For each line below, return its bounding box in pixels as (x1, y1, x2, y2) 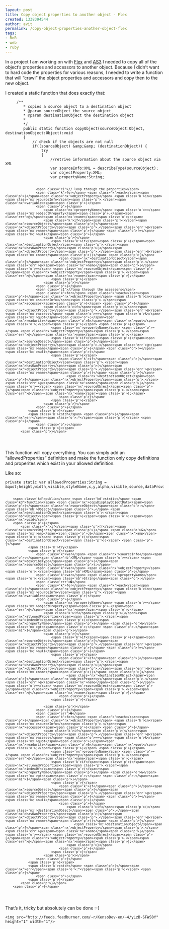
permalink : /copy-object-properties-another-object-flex (5, 26, 127, 31)
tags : (5, 31, 17, 36)
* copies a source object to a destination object (23, 104, 132, 109)
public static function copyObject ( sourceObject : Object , (23, 126, 145, 131)
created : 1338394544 (5, 17, 49, 22)
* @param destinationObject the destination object (23, 113, 134, 118)
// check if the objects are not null (32, 139, 114, 144)
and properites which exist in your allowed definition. (5, 460, 115, 466)
